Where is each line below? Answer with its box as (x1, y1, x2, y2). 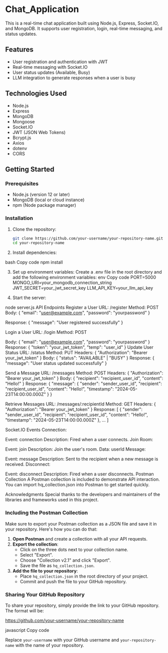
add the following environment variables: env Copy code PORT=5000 (12, 275, 156, 281)
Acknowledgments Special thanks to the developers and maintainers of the (5, 491, 160, 497)
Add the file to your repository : (12, 568, 78, 574)
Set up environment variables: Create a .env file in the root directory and (12, 269, 162, 275)
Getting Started (5, 165, 55, 174)
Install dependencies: (12, 249, 57, 255)
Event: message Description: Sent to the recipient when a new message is (5, 456, 158, 462)
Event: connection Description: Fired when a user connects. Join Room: (5, 437, 153, 443)
